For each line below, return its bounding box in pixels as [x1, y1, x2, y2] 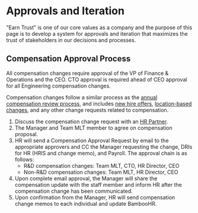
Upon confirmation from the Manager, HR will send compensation [14, 193, 175, 201]
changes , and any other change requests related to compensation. [6, 106, 169, 114]
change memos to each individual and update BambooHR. [14, 200, 157, 207]
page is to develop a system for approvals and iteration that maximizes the [6, 30, 188, 37]
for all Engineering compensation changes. [6, 82, 111, 89]
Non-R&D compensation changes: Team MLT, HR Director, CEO [23, 168, 178, 176]
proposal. [14, 130, 39, 137]
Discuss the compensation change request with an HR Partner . [14, 118, 168, 125]
